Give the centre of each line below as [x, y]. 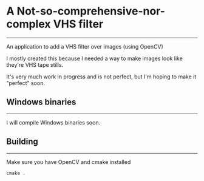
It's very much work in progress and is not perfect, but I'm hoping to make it [101, 77]
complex [29, 24]
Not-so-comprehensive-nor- [91, 11]
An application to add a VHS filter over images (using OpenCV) [85, 46]
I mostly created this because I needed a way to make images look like [95, 58]
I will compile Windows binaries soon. [53, 122]
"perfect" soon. [26, 83]
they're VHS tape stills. [35, 64]
